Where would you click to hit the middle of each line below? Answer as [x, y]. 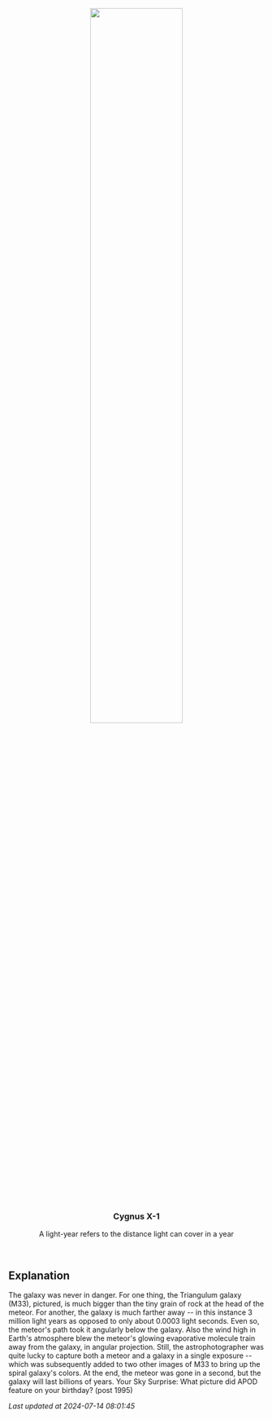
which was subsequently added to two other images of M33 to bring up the [135, 1364]
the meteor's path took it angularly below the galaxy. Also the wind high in [132, 1330]
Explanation [39, 1275]
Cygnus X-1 [136, 1216]
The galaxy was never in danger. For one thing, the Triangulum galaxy [125, 1295]
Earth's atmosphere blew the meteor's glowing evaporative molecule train [132, 1338]
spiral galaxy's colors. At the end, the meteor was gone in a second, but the [135, 1373]
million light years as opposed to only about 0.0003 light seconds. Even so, [134, 1321]
